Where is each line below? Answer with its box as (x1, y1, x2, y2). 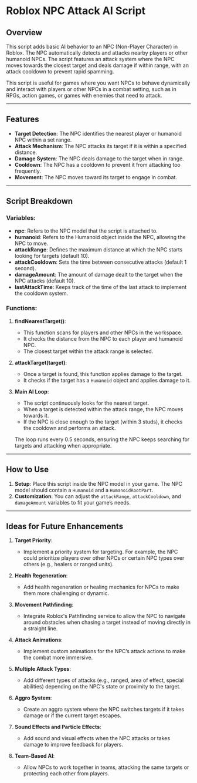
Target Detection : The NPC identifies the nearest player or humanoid (14, 130, 182, 137)
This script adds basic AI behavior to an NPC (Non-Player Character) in (6, 43, 178, 50)
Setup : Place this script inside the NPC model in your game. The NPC (14, 480, 183, 487)
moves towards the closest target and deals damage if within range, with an (6, 62, 189, 69)
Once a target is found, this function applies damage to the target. (23, 370, 183, 377)
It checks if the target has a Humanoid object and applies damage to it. (23, 377, 191, 384)
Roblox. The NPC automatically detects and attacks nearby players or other (6, 49, 188, 56)
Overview (6, 28, 43, 38)
